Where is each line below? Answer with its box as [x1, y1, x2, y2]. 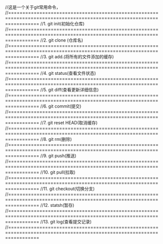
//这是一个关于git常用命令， [5, 4, 61, 10]
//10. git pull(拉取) [40, 169, 76, 175]
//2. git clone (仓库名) [40, 37, 83, 43]
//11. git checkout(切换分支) [40, 186, 95, 192]
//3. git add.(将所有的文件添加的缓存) [40, 54, 114, 60]
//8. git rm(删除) [40, 136, 72, 142]
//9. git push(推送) [40, 153, 77, 158]
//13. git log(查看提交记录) [40, 219, 92, 224]
